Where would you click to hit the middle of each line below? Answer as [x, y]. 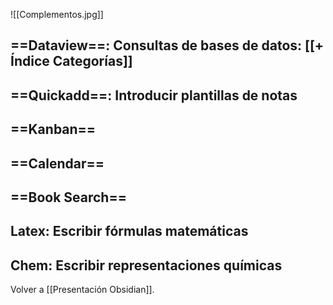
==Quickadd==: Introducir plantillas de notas [154, 95]
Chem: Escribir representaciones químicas [146, 265]
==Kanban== [53, 129]
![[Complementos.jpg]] [57, 14]
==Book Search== [68, 197]
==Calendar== [57, 163]
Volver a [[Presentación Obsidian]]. [82, 290]
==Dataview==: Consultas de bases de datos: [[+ [167, 45]
